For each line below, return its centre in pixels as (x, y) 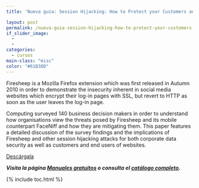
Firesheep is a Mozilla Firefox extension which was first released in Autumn (98, 83)
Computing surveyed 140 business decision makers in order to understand (97, 114)
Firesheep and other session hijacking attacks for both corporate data (91, 138)
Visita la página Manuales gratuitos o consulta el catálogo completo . (93, 168)
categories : (21, 50)
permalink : (20, 28)
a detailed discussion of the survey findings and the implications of (88, 132)
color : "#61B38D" (28, 66)
